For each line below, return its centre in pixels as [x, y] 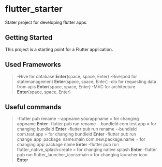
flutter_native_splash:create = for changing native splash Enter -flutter [87, 150]
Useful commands [33, 107]
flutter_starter [34, 9]
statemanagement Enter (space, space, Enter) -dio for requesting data [87, 82]
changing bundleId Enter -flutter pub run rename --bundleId [77, 129]
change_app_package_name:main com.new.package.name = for [81, 139]
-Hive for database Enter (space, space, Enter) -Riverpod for [77, 76]
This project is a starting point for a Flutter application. [59, 49]
